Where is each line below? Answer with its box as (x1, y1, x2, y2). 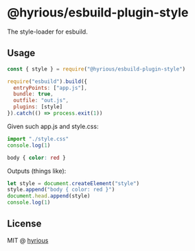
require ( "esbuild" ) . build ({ (7, 77, 88, 85)
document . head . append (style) (7, 193, 91, 200)
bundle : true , (13, 91, 54, 97)
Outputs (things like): (7, 167, 67, 175)
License (7, 218, 42, 230)
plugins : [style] (13, 104, 63, 110)
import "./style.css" (7, 135, 69, 142)
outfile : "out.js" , (13, 97, 69, 104)
